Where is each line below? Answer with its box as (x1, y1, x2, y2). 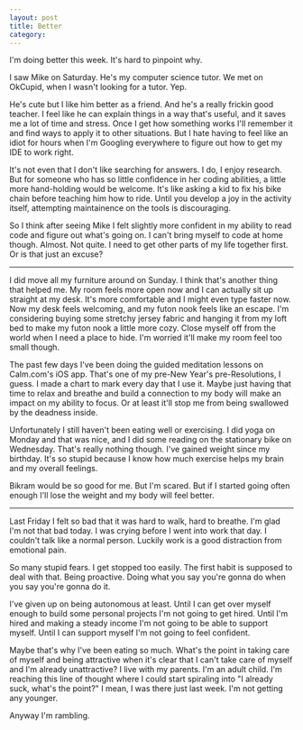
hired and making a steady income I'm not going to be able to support (9, 618, 269, 629)
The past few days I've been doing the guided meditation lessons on (9, 360, 264, 370)
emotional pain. (9, 544, 67, 555)
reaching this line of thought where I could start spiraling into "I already (9, 673, 273, 685)
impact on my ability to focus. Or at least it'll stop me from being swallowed (9, 397, 289, 408)
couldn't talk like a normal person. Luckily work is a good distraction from (9, 535, 282, 546)
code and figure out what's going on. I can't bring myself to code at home (9, 230, 284, 241)
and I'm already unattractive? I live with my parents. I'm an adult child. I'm (9, 664, 282, 675)
